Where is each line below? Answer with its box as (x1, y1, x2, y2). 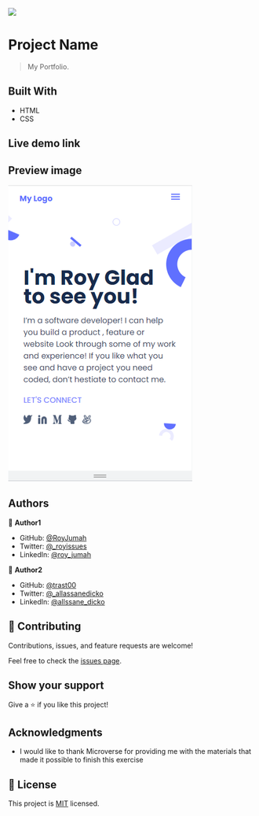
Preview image (8, 164, 82, 177)
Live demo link (8, 137, 81, 150)
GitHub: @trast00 (19, 580, 77, 589)
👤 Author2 (8, 565, 43, 574)
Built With (8, 85, 57, 98)
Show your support (8, 678, 104, 692)
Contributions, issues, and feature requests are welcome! (8, 641, 194, 650)
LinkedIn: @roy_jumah (19, 549, 92, 559)
